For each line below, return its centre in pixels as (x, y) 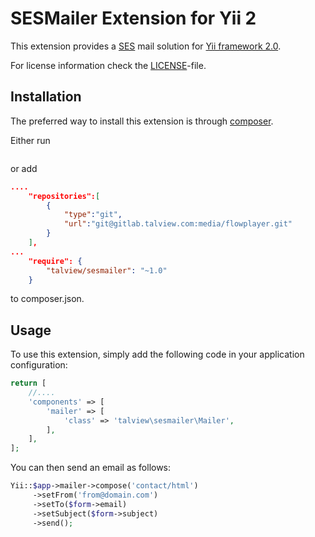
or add (24, 168)
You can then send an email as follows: (91, 468)
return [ (28, 383)
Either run (30, 140)
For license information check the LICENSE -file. (108, 65)
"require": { (55, 261)
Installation (46, 97)
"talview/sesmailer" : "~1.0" (107, 270)
